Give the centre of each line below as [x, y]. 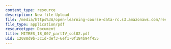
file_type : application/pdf [35, 24]
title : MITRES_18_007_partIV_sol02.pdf [48, 34]
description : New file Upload [37, 15]
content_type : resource [31, 10]
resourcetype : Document [31, 29]
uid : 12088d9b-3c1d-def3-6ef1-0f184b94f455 [52, 39]
